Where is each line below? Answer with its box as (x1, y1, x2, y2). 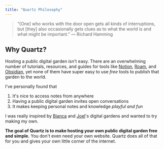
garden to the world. (5, 74, 47, 80)
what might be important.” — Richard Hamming (17, 31, 113, 37)
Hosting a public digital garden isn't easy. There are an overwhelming (5, 59, 146, 64)
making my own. (5, 119, 38, 124)
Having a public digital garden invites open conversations (12, 98, 129, 104)
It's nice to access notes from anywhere (12, 93, 94, 99)
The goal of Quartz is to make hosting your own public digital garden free (5, 128, 158, 134)
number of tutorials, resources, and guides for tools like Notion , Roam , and (5, 63, 157, 69)
